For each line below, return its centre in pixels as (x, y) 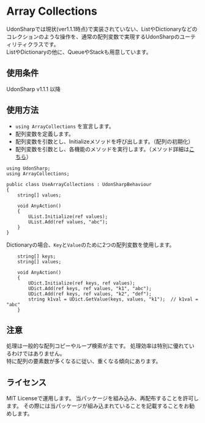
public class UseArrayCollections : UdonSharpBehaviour (79, 184)
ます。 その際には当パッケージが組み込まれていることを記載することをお (98, 406)
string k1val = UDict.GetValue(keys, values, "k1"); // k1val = (114, 299)
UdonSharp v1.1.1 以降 (34, 89)
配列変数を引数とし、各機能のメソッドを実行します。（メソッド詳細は (102, 149)
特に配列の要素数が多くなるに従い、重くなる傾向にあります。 (84, 361)
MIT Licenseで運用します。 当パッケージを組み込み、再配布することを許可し (102, 399)
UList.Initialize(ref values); (68, 216)
